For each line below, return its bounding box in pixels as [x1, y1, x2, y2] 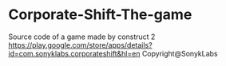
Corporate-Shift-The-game [8, 6, 192, 24]
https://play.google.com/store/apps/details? [8, 40, 153, 49]
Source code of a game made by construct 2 [8, 32, 156, 41]
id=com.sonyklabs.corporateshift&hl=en [8, 49, 141, 58]
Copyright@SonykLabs [141, 49, 218, 58]
